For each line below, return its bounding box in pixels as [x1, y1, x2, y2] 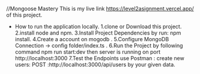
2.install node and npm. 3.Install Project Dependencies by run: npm [14, 29, 181, 36]
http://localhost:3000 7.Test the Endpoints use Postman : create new [14, 55, 184, 61]
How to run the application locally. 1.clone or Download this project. [14, 23, 182, 30]
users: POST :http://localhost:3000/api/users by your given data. [14, 61, 175, 68]
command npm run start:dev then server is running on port [14, 48, 161, 55]
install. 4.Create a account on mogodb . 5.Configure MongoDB [14, 36, 169, 42]
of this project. [6, 11, 43, 18]
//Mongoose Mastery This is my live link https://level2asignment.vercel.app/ [6, 5, 194, 12]
